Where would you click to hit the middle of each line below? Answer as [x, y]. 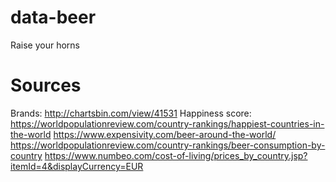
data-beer [53, 17]
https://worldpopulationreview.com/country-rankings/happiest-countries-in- [167, 123]
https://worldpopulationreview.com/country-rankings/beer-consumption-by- [168, 145]
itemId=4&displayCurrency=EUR [77, 166]
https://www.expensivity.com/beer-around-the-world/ [165, 134]
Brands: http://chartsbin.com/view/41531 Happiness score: [131, 113]
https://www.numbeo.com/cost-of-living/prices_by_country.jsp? [176, 155]
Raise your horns [45, 45]
